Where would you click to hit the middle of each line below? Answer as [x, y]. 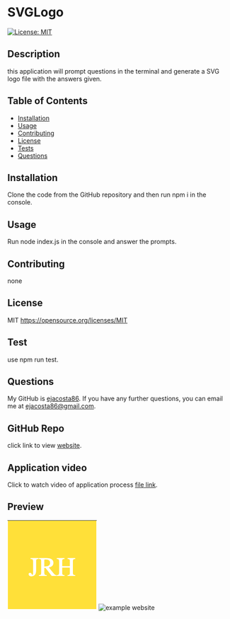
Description [34, 54]
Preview [26, 507]
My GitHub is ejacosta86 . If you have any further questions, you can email [115, 399]
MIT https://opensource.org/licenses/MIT [68, 320]
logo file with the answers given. [54, 79]
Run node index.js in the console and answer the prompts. [92, 242]
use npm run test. [33, 359]
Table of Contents [48, 101]
